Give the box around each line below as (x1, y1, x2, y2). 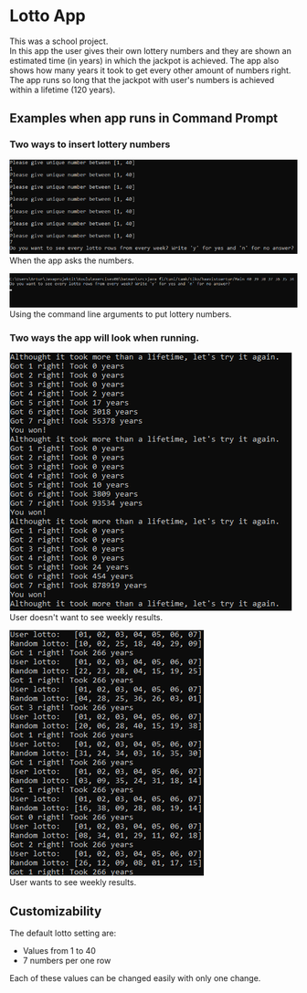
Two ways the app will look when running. (9, 332, 199, 344)
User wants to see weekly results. (9, 877, 137, 888)
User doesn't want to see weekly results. (9, 612, 164, 623)
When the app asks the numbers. (9, 255, 134, 266)
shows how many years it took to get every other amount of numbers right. (9, 65, 291, 76)
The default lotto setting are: (9, 928, 117, 939)
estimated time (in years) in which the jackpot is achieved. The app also (9, 55, 280, 66)
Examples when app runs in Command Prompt (9, 111, 279, 126)
